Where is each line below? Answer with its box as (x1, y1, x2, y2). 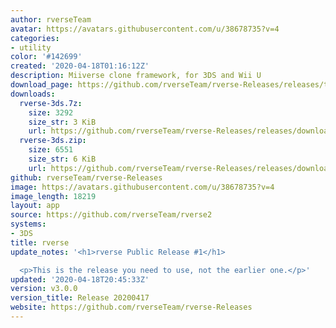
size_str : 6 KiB (28, 154, 97, 164)
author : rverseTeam (10, 14, 92, 25)
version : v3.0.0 (10, 284, 78, 294)
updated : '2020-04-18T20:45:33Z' (10, 274, 150, 285)
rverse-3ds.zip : (19, 136, 87, 146)
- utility (10, 42, 52, 53)
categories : (10, 33, 60, 43)
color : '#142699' (10, 52, 83, 62)
